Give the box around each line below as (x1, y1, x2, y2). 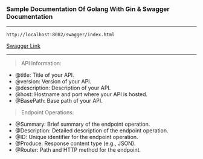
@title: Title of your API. (14, 71, 74, 79)
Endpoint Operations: (21, 109, 74, 116)
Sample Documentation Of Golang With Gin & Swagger (6, 5, 170, 13)
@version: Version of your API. (14, 78, 92, 85)
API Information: (21, 60, 62, 67)
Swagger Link (6, 42, 41, 50)
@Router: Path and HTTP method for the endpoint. (14, 146, 141, 154)
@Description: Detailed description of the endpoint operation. (14, 127, 169, 134)
